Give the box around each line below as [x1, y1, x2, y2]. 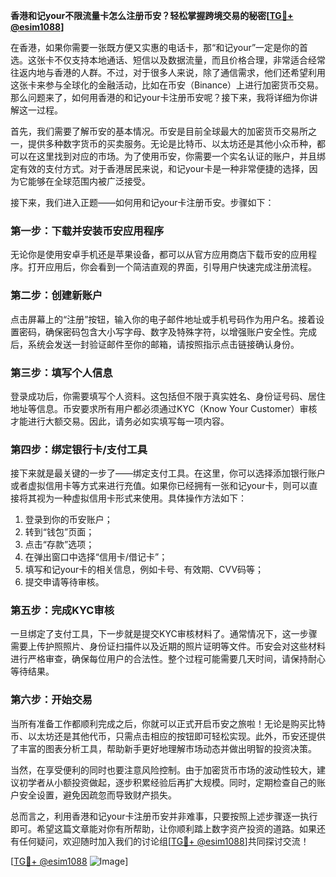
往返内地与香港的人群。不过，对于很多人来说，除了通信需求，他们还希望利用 [10, 67, 326, 78]
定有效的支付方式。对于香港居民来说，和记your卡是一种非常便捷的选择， [10, 163, 310, 174]
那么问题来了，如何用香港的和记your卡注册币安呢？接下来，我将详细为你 [10, 92, 310, 103]
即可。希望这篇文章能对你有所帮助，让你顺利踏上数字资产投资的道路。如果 [10, 822, 317, 834]
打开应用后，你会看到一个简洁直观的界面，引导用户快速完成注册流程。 [27, 261, 317, 273]
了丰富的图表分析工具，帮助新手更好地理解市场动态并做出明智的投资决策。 [10, 742, 317, 754]
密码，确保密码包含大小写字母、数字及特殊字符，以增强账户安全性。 [18, 325, 300, 338]
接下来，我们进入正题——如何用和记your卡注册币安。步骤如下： [10, 197, 275, 208]
